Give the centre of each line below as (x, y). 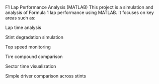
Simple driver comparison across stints (46, 76)
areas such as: (20, 18)
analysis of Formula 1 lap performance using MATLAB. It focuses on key (80, 12)
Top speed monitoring (28, 47)
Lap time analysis (23, 27)
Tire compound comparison (34, 56)
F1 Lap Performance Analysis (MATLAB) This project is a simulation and (79, 7)
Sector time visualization (31, 66)
